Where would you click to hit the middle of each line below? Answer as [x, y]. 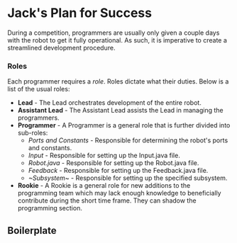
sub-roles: [33, 133]
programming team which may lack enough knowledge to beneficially [119, 193]
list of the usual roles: [39, 89]
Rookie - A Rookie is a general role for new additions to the [104, 186]
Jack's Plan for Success [80, 13]
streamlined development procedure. [61, 47]
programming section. [50, 208]
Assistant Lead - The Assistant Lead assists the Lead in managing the [120, 111]
